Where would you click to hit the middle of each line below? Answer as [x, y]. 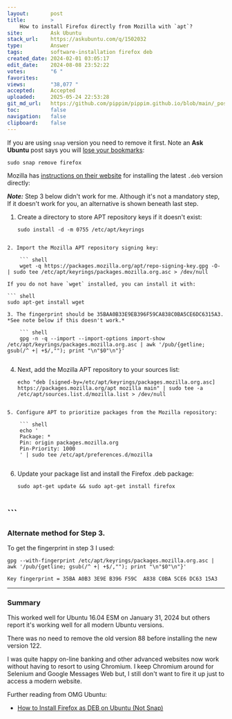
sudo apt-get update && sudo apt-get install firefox [96, 486]
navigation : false [37, 116]
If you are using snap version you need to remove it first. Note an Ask [105, 142]
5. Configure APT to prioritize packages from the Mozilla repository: [112, 412]
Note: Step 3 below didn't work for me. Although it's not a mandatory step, [114, 196]
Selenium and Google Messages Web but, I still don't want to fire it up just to [116, 674]
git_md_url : [24, 104]
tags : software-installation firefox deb [80, 53]
